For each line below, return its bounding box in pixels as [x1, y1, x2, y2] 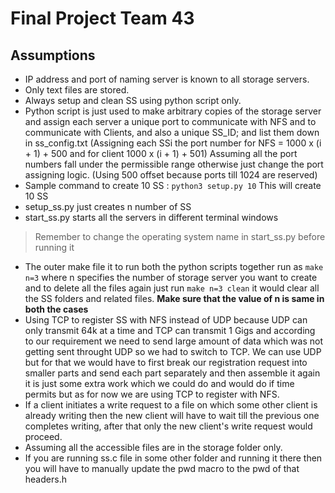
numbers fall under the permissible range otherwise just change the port [24, 158, 324, 170]
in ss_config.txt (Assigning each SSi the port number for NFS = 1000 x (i [24, 137, 322, 149]
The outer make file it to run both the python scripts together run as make [24, 261, 324, 272]
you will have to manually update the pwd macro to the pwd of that [24, 463, 300, 474]
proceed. [24, 431, 63, 442]
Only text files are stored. [24, 84, 130, 96]
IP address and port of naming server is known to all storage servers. [24, 73, 310, 85]
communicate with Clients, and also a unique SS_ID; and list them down [24, 127, 320, 138]
